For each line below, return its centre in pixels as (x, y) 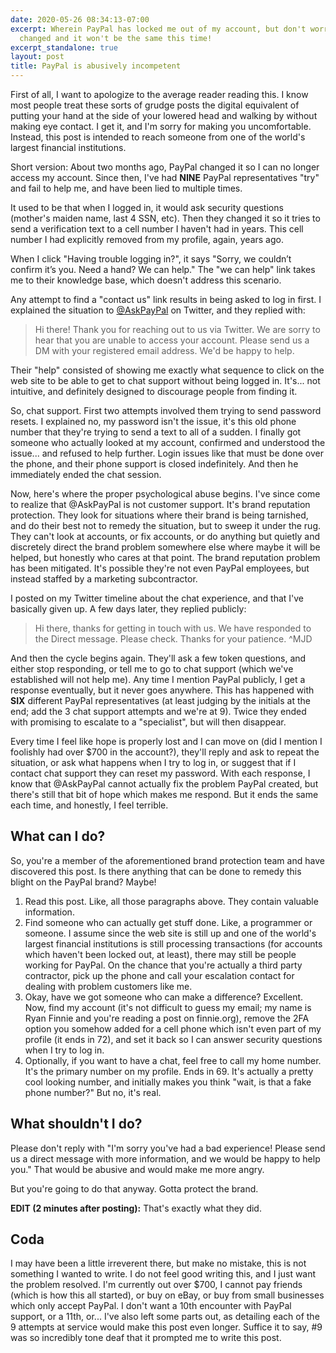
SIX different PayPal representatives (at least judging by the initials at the (160, 700)
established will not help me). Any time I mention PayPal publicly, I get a (158, 679)
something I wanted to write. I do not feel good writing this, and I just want (163, 1274)
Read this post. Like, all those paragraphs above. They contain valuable (171, 901)
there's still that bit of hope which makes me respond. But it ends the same (164, 794)
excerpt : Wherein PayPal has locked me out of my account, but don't (158, 29)
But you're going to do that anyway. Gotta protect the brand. (134, 1188)
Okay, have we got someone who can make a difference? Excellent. (164, 997)
